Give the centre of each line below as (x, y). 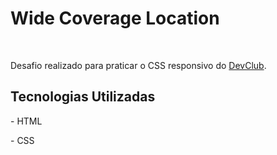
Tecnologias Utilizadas (83, 97)
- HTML (26, 121)
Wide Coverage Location (115, 18)
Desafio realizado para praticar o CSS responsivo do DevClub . (138, 65)
